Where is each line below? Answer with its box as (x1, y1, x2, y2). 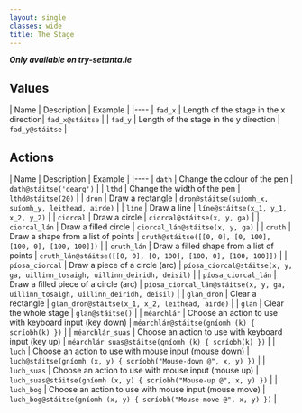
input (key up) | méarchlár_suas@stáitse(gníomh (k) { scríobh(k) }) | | (9, 337, 276, 346)
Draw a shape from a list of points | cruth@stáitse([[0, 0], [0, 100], (9, 231, 271, 241)
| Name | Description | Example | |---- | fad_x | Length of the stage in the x (9, 104, 286, 115)
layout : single (9, 13, 67, 22)
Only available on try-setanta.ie (9, 55, 133, 66)
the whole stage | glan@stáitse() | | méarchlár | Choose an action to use (9, 308, 278, 318)
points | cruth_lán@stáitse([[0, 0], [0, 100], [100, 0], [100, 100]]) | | (9, 250, 288, 261)
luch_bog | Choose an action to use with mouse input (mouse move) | (9, 384, 266, 394)
